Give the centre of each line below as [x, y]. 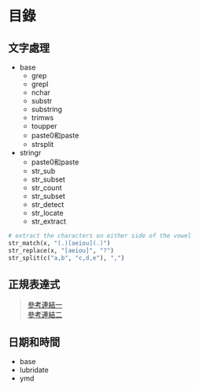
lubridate [34, 370]
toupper [44, 126]
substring [47, 109]
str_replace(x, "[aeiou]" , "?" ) [61, 250]
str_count [46, 188]
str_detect [48, 205]
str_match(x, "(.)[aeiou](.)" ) [59, 243]
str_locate [48, 213]
